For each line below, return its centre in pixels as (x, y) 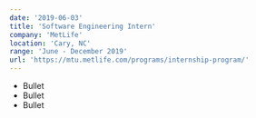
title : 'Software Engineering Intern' (83, 26)
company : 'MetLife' (46, 34)
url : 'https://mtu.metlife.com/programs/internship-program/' (129, 60)
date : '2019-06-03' (46, 18)
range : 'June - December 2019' (69, 52)
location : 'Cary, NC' (50, 43)
